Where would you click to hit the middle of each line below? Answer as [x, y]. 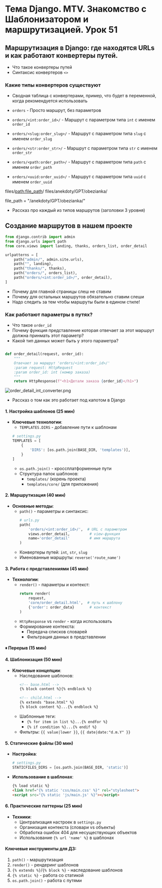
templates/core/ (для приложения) [62, 484]
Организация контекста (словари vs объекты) [67, 827]
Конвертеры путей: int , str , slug [53, 552]
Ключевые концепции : [37, 670]
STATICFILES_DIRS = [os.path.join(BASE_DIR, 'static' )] [70, 768]
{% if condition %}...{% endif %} [62, 727]
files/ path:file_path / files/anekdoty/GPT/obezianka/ [56, 191]
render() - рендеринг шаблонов [45, 865]
